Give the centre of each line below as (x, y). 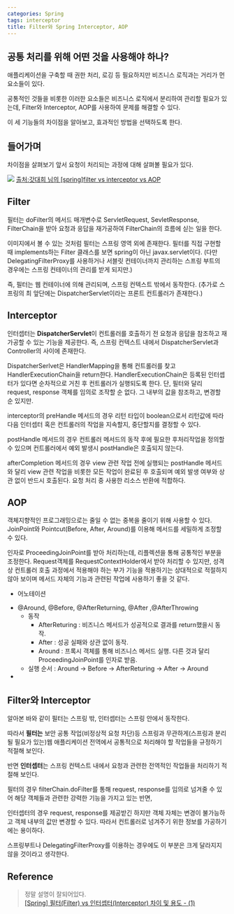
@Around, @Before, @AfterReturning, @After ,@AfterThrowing (108, 608)
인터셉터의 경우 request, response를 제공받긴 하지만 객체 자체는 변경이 (104, 813)
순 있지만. (20, 400)
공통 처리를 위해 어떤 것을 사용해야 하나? (88, 57)
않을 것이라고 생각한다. (38, 854)
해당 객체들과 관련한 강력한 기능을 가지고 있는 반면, (83, 798)
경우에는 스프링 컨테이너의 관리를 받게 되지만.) (70, 269)
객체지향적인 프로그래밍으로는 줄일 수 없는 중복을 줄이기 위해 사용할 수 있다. (110, 520)
